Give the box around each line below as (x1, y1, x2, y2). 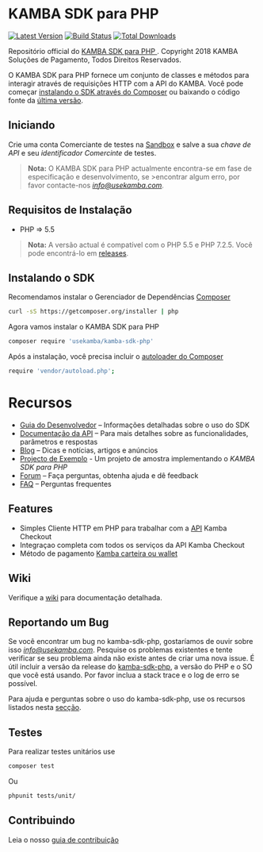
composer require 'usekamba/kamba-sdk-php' (8, 337, 154, 345)
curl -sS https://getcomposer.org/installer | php (8, 307, 179, 316)
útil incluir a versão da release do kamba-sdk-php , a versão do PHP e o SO (8, 662, 253, 672)
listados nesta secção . (8, 703, 82, 712)
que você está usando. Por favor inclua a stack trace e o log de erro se (8, 670, 240, 680)
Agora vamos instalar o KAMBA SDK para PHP (8, 322, 160, 332)
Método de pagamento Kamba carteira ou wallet (19, 549, 178, 558)
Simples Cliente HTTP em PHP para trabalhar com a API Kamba (19, 523, 227, 533)
